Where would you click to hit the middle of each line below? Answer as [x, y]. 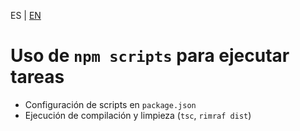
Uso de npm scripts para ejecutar [150, 56]
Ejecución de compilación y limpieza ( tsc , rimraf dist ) [138, 115]
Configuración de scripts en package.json [110, 104]
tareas [37, 77]
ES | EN [26, 15]
